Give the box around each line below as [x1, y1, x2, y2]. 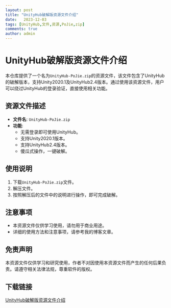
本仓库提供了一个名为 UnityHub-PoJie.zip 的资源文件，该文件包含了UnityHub [5, 72, 165, 79]
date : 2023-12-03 [5, 17, 47, 22]
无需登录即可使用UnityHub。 [20, 129, 81, 135]
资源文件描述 [5, 101, 46, 110]
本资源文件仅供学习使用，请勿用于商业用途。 [12, 222, 107, 228]
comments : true [5, 27, 38, 32]
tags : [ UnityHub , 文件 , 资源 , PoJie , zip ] [5, 21, 85, 27]
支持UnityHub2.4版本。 [20, 141, 70, 148]
